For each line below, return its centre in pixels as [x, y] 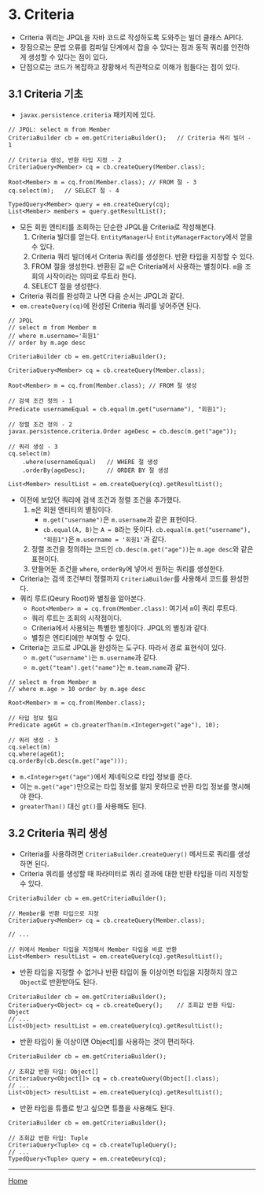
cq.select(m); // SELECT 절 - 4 [64, 191]
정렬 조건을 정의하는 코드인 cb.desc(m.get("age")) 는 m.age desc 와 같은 [142, 548]
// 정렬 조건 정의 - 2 [40, 424]
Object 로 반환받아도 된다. [59, 982]
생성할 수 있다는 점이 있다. [68, 57]
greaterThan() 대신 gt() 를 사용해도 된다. [83, 806]
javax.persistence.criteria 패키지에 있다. [87, 114]
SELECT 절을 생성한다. [66, 286]
